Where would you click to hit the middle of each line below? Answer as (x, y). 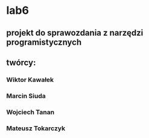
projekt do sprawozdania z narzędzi (75, 33)
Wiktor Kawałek (30, 80)
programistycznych (44, 42)
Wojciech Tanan (30, 112)
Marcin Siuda (26, 96)
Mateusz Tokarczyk (36, 128)
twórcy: (21, 62)
